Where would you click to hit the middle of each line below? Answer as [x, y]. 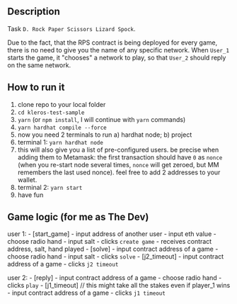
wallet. [27, 179]
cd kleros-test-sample [51, 113]
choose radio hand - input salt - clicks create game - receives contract [110, 242]
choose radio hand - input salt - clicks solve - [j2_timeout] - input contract [116, 257]
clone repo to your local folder [62, 104]
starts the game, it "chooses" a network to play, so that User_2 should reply [117, 57]
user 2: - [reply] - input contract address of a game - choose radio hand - [115, 278]
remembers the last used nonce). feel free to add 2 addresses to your [119, 172]
